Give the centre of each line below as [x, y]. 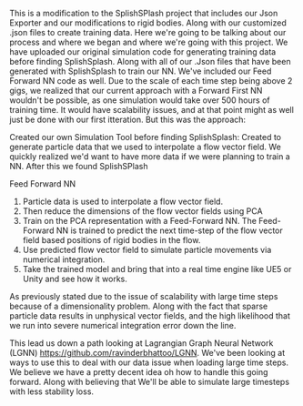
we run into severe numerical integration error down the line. [123, 325]
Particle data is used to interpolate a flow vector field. [123, 201]
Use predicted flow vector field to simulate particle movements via [147, 250]
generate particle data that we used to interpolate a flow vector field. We [146, 147]
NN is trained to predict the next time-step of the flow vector [170, 230]
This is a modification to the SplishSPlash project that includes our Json [144, 13]
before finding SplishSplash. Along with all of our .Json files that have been [150, 61]
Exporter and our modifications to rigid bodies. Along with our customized [148, 23]
